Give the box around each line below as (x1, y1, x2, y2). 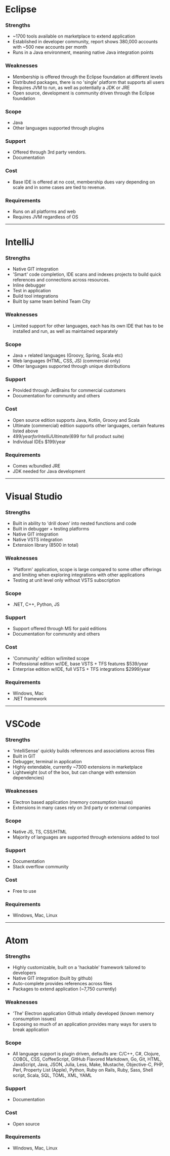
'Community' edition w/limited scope (12, 655, 90, 661)
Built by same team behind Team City (12, 298, 91, 304)
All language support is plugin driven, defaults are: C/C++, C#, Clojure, (12, 1050, 160, 1056)
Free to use (12, 888, 36, 894)
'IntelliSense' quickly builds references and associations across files (12, 748, 155, 754)
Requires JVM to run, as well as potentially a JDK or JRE (12, 84, 130, 90)
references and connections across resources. (12, 277, 110, 283)
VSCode (5, 718, 41, 730)
